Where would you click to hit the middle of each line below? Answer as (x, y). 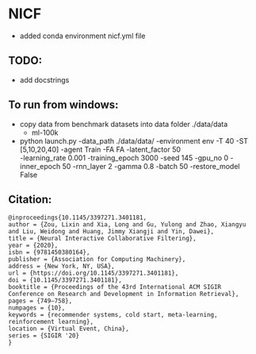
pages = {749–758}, (40, 301)
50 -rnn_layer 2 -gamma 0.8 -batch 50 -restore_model (151, 166)
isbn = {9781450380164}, (49, 252)
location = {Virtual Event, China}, (69, 329)
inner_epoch (40, 166)
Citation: (30, 199)
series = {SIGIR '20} (44, 336)
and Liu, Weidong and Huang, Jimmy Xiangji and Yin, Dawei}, (111, 232)
